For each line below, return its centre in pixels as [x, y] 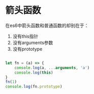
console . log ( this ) [34, 72]
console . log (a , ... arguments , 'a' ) [52, 68]
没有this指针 [25, 36]
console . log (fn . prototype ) [34, 87]
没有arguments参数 [33, 42]
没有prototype [27, 49]
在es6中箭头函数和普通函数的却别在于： [47, 25]
